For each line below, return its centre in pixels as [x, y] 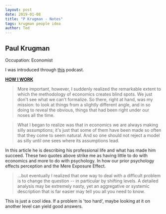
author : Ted [17, 28]
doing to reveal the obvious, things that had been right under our [83, 110]
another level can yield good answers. [44, 206]
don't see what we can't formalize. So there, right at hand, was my [85, 99]
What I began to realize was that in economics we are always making [88, 125]
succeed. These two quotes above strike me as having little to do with [76, 155]
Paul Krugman [28, 48]
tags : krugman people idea [33, 24]
